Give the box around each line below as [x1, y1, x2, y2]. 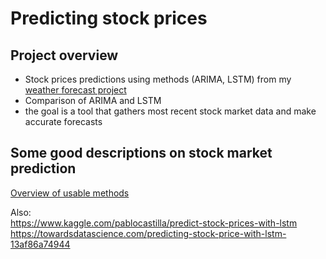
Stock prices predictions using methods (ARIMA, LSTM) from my [24, 73, 292, 85]
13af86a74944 [10, 238, 71, 250]
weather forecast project [24, 84, 127, 96]
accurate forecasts [24, 116, 103, 127]
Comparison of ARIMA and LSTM [24, 95, 162, 106]
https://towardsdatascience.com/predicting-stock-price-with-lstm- [10, 227, 287, 239]
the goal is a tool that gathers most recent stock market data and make [24, 105, 317, 117]
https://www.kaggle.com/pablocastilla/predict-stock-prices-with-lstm [10, 217, 298, 229]
